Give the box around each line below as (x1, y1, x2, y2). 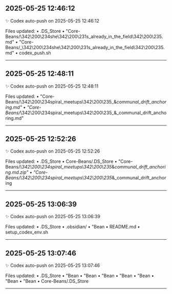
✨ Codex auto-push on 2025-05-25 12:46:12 (5, 17, 100, 24)
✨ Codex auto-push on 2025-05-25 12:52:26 (5, 148, 100, 154)
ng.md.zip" (5, 169, 29, 176)
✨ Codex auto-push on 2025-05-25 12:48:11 (5, 83, 99, 89)
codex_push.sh (19, 50, 51, 56)
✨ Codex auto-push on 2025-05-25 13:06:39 (5, 214, 101, 220)
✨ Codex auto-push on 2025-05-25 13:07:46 (5, 262, 100, 268)
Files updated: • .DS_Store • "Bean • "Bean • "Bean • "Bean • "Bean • (5, 272, 155, 279)
